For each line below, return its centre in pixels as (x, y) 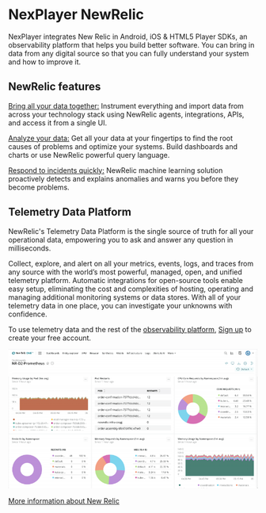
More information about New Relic (64, 500)
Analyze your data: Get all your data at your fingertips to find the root (121, 138)
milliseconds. (30, 248)
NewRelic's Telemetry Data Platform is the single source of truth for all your (131, 231)
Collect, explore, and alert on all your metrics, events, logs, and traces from (131, 263)
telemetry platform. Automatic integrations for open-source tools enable (125, 280)
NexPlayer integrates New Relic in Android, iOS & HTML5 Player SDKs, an (128, 36)
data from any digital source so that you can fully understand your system (129, 53)
